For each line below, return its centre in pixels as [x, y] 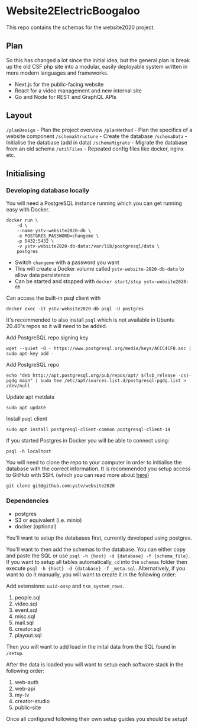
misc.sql [25, 616]
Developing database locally [48, 190]
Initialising [26, 173]
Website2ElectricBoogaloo [73, 11]
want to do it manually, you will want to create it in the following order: [91, 574]
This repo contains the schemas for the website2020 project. [81, 27]
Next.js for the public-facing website [59, 84]
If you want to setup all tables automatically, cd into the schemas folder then [97, 562]
